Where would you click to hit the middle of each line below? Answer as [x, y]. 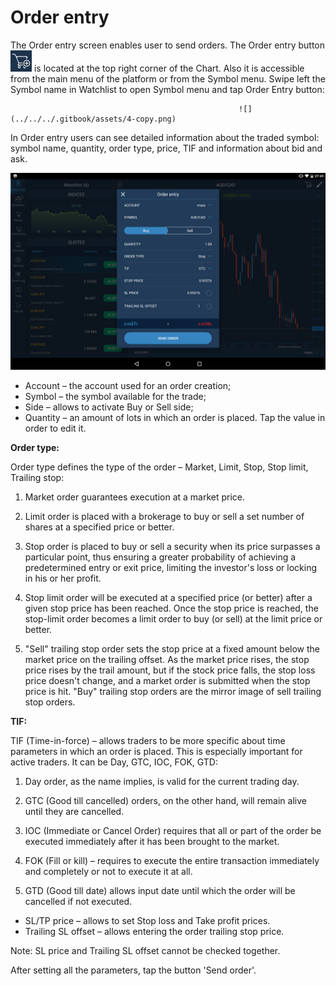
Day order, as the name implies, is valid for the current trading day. [162, 781]
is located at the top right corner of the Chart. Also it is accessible [169, 68]
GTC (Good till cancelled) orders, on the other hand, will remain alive [165, 800]
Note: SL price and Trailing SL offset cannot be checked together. [145, 950]
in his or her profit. [63, 578]
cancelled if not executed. [78, 901]
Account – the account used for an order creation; [128, 385]
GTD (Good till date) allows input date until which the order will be [160, 890]
